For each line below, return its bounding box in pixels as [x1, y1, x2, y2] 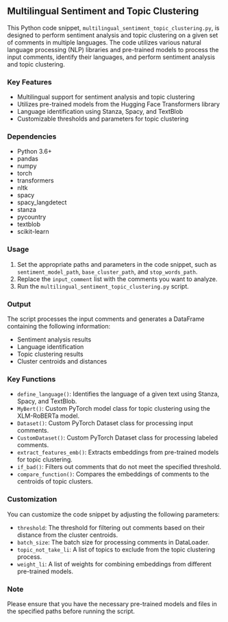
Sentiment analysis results [16, 335, 92, 344]
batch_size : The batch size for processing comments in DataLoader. [16, 538, 210, 546]
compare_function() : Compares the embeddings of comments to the [16, 470, 210, 479]
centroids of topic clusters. [16, 477, 94, 486]
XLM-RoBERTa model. [16, 411, 80, 420]
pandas [16, 154, 39, 163]
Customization [7, 494, 58, 504]
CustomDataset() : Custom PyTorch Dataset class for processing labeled [16, 433, 218, 442]
